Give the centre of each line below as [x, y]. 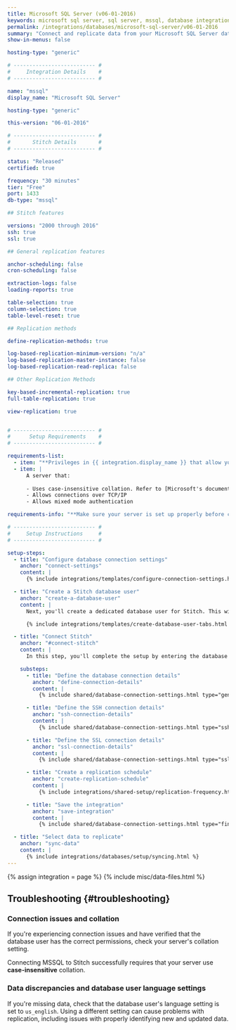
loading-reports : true [40, 290]
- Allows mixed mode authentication [79, 502]
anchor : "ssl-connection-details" [83, 747]
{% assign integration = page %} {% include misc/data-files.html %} [106, 877]
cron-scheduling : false [42, 271]
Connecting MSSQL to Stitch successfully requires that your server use [110, 963]
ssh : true [22, 232]
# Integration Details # [54, 72]
